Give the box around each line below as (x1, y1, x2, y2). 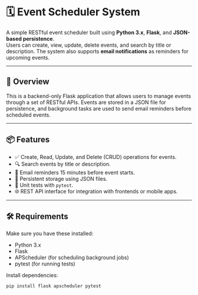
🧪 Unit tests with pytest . (14, 181, 74, 189)
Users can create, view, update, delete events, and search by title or (6, 41, 171, 48)
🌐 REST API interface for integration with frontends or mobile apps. (14, 187, 178, 194)
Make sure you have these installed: (6, 230, 94, 237)
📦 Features (6, 135, 50, 145)
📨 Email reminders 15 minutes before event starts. (14, 168, 136, 176)
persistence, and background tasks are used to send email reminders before (6, 105, 192, 112)
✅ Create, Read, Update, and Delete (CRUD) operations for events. (14, 153, 177, 160)
